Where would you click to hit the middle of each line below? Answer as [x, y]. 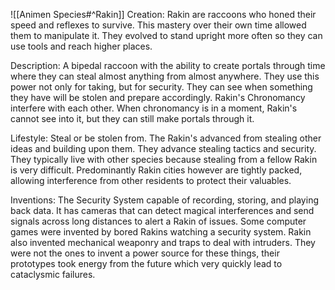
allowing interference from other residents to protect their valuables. [151, 180]
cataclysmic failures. [53, 274]
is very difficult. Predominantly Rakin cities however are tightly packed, [156, 170]
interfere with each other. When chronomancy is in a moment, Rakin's [154, 108]
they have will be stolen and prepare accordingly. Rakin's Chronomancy [158, 97]
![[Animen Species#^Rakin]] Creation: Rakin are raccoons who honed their [163, 14]
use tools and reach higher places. [81, 46]
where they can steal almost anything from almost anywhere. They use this [165, 76]
